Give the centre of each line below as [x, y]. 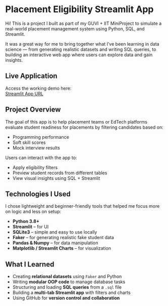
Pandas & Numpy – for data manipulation [55, 243]
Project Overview [33, 110]
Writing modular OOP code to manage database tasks [69, 282]
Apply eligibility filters [35, 167]
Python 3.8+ [26, 221]
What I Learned [30, 264]
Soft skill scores [29, 142]
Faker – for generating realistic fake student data [63, 238]
